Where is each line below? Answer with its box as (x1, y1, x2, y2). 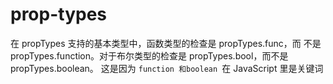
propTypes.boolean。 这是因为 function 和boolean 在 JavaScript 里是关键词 (10, 62, 324, 74)
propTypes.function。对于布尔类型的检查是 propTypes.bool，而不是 (10, 49, 289, 62)
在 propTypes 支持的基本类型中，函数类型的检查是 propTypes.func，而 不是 (10, 37, 322, 49)
